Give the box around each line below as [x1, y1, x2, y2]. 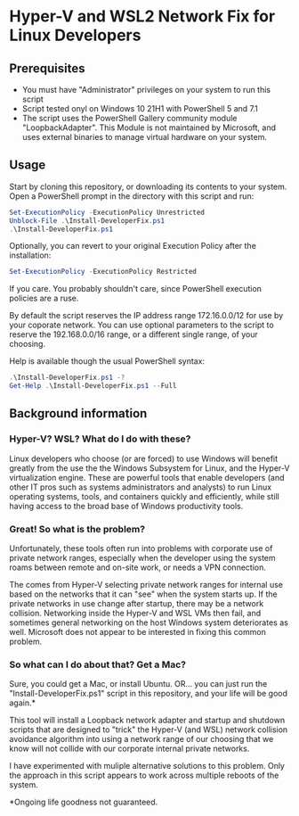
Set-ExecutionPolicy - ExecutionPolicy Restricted [9, 268, 198, 276]
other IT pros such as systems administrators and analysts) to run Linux [9, 482, 272, 492]
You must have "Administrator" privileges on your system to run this [21, 85, 271, 95]
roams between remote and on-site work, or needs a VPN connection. [9, 562, 267, 573]
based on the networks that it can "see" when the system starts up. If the [9, 589, 278, 599]
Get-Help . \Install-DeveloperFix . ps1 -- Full [9, 382, 177, 391]
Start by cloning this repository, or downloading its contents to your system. [9, 181, 287, 192]
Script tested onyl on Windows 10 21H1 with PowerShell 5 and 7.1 [21, 103, 258, 113]
